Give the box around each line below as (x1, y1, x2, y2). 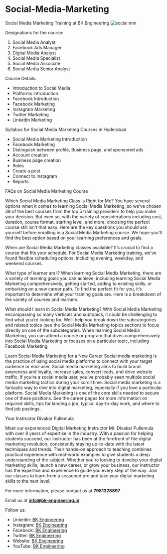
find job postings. (5, 406, 41, 412)
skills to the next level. (5, 478, 51, 484)
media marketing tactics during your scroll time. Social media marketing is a (5, 379, 161, 385)
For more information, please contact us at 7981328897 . (5, 487, 122, 494)
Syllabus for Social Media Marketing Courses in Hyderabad (5, 126, 127, 133)
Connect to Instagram (12, 173, 57, 179)
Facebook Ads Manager (12, 44, 62, 50)
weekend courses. (5, 260, 43, 266)
